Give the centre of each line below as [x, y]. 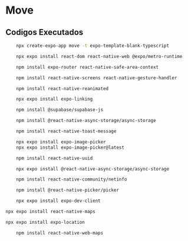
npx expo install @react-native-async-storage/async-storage [93, 169]
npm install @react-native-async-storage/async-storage [86, 121]
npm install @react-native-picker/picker [67, 190]
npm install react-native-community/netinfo [72, 179]
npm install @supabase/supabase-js [60, 110]
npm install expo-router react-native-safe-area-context [88, 67]
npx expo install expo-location [45, 222]
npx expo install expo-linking [55, 99]
